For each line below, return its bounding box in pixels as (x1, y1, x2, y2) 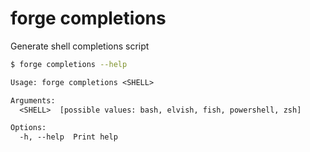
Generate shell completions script (10, 40, 150, 52)
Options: (10, 123, 47, 133)
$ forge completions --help (10, 59, 128, 69)
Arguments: (10, 95, 56, 106)
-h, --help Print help (19, 132, 118, 142)
